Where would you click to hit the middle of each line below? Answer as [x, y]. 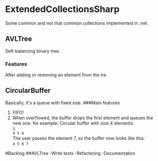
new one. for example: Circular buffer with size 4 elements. [73, 123]
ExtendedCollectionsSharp [62, 9]
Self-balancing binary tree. [33, 51]
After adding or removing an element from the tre [56, 75]
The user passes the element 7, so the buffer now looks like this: [78, 138]
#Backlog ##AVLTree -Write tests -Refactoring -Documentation [70, 153]
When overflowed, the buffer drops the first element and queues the [83, 118]
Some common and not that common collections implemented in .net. [77, 23]
